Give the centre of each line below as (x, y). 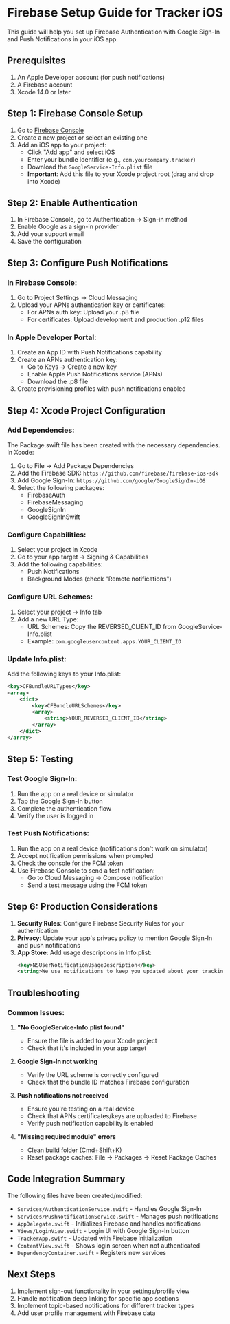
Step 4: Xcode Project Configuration (87, 410)
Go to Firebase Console (50, 130)
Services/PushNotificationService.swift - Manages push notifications (118, 1216)
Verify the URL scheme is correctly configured (93, 1075)
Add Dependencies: (41, 430)
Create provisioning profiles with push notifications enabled (102, 389)
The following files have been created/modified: (75, 1195)
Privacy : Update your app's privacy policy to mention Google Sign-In (115, 938)
